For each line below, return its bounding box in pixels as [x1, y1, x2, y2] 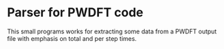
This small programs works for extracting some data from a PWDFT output [7, 27, 217, 35]
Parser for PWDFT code [7, 5, 143, 20]
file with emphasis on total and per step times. [7, 34, 137, 42]
